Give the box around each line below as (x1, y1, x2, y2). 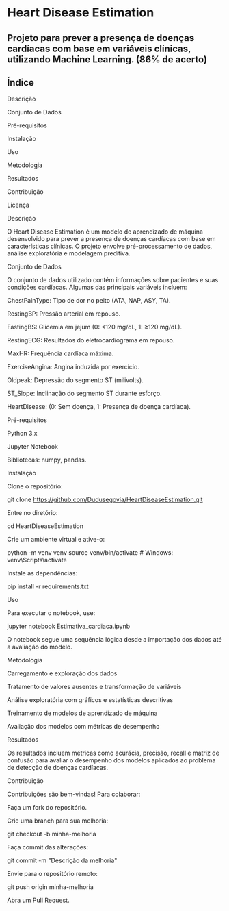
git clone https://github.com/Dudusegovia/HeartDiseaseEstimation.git (7, 495, 203, 504)
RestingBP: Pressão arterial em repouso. (7, 310, 121, 318)
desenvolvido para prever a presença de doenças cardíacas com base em (7, 235, 217, 243)
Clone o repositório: (7, 482, 63, 490)
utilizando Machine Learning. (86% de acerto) (7, 53, 207, 65)
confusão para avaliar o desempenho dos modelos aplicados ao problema (7, 756, 216, 764)
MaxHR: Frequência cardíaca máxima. (7, 349, 114, 358)
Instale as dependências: (7, 569, 78, 577)
